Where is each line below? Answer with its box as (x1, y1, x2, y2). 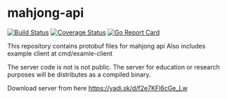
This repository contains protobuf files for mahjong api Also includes (7, 41, 206, 50)
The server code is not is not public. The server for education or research (7, 62, 220, 71)
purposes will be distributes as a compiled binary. (7, 70, 151, 79)
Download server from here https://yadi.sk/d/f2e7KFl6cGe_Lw (7, 84, 188, 92)
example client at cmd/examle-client (7, 49, 113, 58)
